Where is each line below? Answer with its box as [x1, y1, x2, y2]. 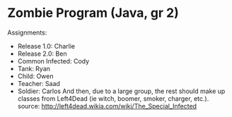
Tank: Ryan [17, 64, 51, 73]
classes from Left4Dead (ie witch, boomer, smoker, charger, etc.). [17, 94, 209, 103]
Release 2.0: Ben [17, 49, 67, 58]
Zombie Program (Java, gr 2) [7, 5, 179, 21]
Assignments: [7, 28, 47, 37]
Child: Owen [17, 72, 54, 80]
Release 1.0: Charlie [17, 42, 76, 50]
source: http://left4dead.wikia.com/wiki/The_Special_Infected [17, 101, 197, 110]
